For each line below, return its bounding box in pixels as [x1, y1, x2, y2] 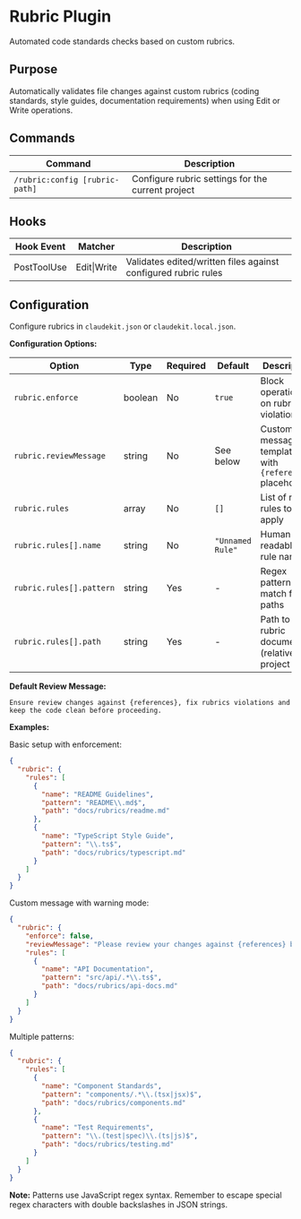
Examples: [9, 722, 49, 733]
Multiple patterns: [9, 1031, 74, 1042]
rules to [260, 502, 293, 515]
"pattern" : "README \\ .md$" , [41, 798, 146, 807]
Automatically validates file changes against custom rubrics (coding [9, 85, 260, 96]
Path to [260, 614, 291, 626]
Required [166, 360, 206, 373]
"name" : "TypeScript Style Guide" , [41, 831, 175, 841]
